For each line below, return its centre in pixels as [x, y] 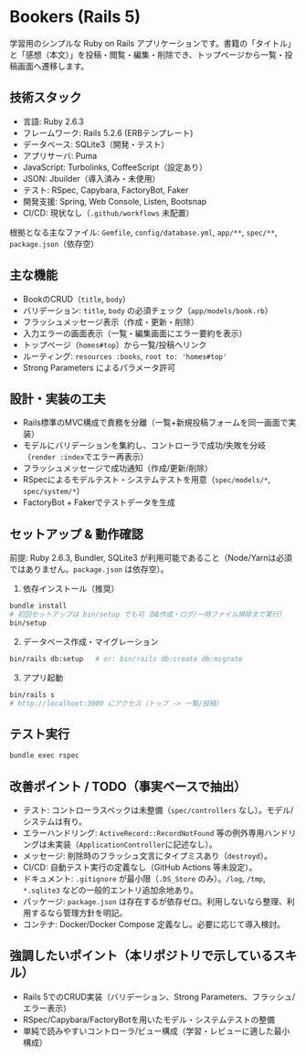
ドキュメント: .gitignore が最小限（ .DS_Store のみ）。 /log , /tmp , [144, 878]
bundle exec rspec [44, 755]
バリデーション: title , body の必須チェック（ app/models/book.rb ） [148, 310]
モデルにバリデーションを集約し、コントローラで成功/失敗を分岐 [144, 446]
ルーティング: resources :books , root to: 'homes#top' [125, 356]
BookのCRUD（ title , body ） [76, 299]
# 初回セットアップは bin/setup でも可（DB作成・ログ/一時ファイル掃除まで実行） [148, 615]
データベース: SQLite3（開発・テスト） [96, 144]
